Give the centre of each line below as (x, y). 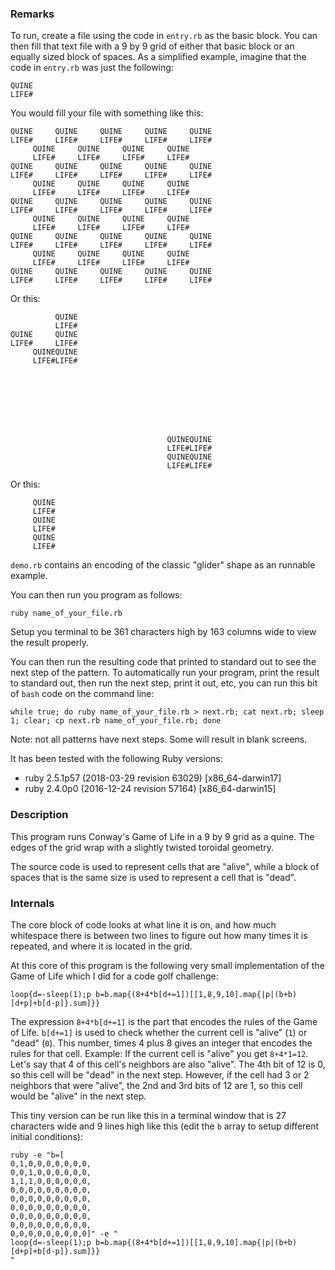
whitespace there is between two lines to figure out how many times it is (159, 935)
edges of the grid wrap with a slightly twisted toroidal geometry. (142, 847)
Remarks (32, 14)
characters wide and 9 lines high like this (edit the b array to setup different (165, 1126)
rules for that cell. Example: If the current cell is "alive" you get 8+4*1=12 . (159, 1053)
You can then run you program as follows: (96, 595)
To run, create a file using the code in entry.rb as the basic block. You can (164, 36)
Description (39, 815)
